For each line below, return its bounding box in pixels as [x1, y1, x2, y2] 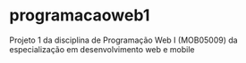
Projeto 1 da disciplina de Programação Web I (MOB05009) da [9, 35, 239, 45]
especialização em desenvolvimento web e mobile [9, 43, 195, 54]
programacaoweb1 [9, 5, 150, 26]
